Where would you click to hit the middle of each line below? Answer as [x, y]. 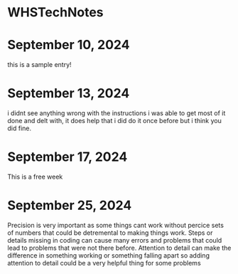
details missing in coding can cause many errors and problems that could [115, 240]
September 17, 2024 [67, 157]
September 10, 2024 [69, 45]
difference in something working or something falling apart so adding [108, 255]
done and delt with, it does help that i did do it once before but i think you [114, 121]
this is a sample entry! [40, 65]
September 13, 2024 [69, 94]
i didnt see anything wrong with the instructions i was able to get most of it [117, 113]
